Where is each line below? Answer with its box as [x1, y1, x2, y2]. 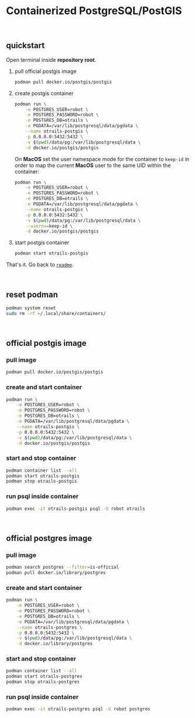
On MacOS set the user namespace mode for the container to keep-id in [14, 155, 190, 162]
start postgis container [14, 239, 70, 246]
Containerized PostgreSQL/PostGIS [6, 4, 183, 18]
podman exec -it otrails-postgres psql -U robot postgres [6, 706, 150, 712]
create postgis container [14, 89, 74, 96]
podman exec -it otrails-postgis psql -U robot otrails [6, 506, 145, 512]
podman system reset [6, 305, 57, 311]
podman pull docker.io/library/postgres [6, 570, 107, 576]
